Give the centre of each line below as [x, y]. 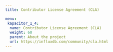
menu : [11, 19]
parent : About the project [38, 37]
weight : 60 [21, 33]
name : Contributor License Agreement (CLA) [55, 28]
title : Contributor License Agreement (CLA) [52, 10]
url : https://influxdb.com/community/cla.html [59, 42]
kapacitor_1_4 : [23, 23]
